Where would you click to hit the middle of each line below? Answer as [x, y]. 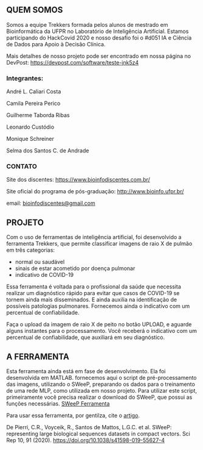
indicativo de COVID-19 [44, 275]
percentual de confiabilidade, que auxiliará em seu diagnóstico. [86, 337]
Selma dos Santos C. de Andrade [48, 151]
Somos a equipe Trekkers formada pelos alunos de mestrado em [87, 24]
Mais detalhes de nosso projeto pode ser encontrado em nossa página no [99, 56]
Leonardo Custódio [30, 127]
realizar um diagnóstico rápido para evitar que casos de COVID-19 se [93, 293]
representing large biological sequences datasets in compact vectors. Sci [98, 434]
